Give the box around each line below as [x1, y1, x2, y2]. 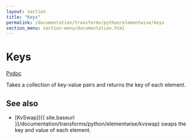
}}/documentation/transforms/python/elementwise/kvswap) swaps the [14, 120, 187, 127]
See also [6, 98, 38, 108]
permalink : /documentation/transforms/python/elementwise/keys [6, 19, 165, 25]
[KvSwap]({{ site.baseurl [14, 114, 75, 121]
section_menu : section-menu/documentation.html [6, 25, 125, 31]
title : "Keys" [6, 14, 41, 20]
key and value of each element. [14, 127, 91, 133]
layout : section [6, 8, 46, 15]
